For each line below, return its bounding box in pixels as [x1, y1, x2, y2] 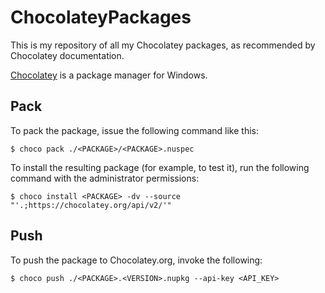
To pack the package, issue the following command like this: [10, 124, 259, 136]
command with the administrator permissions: [10, 172, 200, 184]
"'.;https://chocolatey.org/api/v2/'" [10, 200, 172, 210]
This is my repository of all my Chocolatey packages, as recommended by [10, 39, 316, 51]
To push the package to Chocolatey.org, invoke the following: [10, 254, 263, 266]
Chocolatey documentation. [10, 49, 125, 61]
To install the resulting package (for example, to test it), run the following [10, 161, 310, 173]
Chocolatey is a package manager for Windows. [10, 69, 208, 81]
